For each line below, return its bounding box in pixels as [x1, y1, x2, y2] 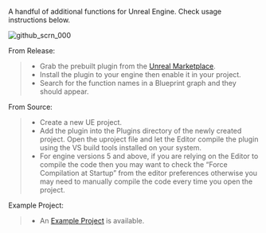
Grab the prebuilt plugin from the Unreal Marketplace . [39, 61, 217, 71]
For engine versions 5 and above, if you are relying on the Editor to [39, 151, 259, 161]
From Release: [8, 46, 56, 55]
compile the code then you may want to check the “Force [39, 160, 229, 169]
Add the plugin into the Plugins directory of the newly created [39, 126, 242, 135]
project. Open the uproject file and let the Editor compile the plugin [39, 134, 259, 144]
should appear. [39, 87, 89, 96]
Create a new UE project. [39, 118, 122, 126]
